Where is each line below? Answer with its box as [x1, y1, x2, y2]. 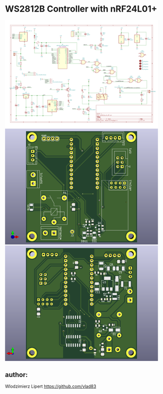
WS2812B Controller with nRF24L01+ [5, 3, 158, 15]
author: [5, 370, 28, 379]
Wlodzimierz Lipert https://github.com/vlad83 [5, 383, 97, 389]
